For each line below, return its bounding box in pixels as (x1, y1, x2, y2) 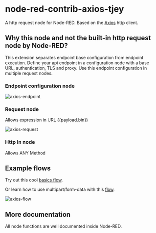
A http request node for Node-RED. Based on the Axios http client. (5, 20, 138, 26)
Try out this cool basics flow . (5, 177, 63, 183)
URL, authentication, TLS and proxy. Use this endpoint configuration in (5, 65, 147, 71)
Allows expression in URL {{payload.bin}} (5, 117, 89, 123)
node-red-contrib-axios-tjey (5, 3, 124, 15)
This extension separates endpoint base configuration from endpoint (5, 54, 144, 60)
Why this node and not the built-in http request (5, 34, 151, 42)
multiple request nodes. (5, 70, 53, 76)
